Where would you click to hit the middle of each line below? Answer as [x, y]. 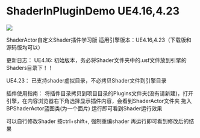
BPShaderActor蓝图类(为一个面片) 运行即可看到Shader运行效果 [84, 108]
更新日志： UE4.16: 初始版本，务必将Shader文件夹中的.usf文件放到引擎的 [96, 60]
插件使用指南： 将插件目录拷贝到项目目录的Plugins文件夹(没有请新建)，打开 [100, 93]
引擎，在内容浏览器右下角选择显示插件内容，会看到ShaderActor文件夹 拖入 [99, 101]
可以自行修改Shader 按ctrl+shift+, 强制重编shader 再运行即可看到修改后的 [98, 121]
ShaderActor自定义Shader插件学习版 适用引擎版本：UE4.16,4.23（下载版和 [99, 40]
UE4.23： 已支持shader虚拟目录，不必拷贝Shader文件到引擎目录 [86, 80]
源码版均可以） [25, 47]
